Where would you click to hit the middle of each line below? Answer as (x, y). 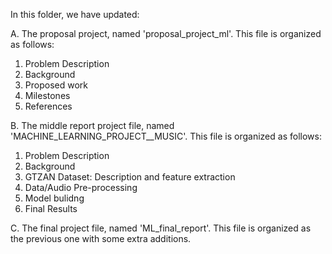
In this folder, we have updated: (75, 14)
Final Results (51, 208)
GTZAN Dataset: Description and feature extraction (130, 177)
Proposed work (56, 85)
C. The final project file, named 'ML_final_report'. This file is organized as (161, 228)
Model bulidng (54, 198)
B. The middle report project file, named (92, 125)
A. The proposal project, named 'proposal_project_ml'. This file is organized (166, 33)
